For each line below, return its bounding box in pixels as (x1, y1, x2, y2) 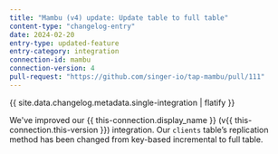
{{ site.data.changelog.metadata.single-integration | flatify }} (9, 97, 235, 108)
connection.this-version (9, 124, 99, 135)
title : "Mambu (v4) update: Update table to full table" (9, 13, 229, 23)
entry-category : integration (9, 47, 120, 56)
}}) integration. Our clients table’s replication (100, 124, 269, 135)
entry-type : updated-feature (9, 38, 120, 48)
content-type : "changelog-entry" (9, 22, 136, 31)
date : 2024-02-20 (9, 30, 75, 39)
